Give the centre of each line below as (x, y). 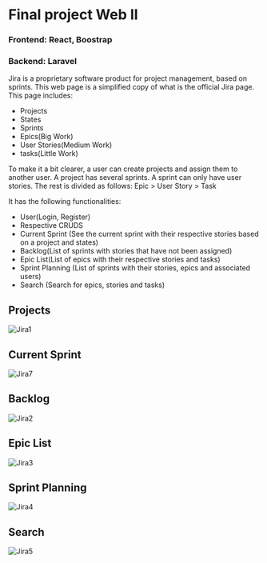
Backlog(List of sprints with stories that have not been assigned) (126, 251)
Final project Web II (73, 15)
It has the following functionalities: (65, 202)
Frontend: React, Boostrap (60, 40)
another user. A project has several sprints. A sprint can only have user (125, 178)
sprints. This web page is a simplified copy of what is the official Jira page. (131, 87)
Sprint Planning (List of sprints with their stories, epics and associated (135, 268)
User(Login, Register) (55, 217)
